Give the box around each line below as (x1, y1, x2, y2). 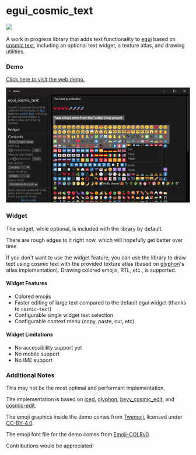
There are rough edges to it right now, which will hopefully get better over (6, 236, 183, 244)
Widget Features (6, 280, 48, 287)
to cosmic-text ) (14, 305, 52, 312)
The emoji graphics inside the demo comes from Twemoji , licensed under (6, 413, 183, 420)
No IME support (14, 356, 52, 364)
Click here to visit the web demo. (6, 76, 85, 83)
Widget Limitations (6, 331, 54, 338)
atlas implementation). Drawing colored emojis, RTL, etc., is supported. (6, 266, 177, 273)
